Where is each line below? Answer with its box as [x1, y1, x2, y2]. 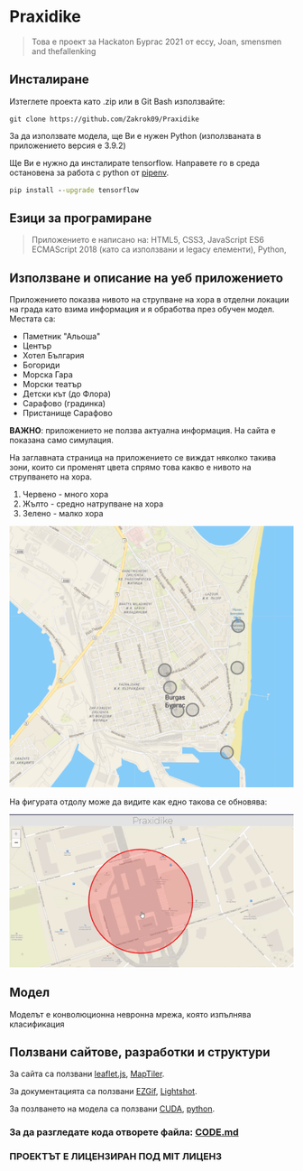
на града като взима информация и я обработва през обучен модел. [9, 304, 275, 315]
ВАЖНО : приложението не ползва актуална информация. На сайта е [9, 425, 277, 436]
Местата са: [9, 313, 56, 324]
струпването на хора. [9, 471, 93, 482]
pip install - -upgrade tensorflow [9, 185, 140, 195]
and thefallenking [31, 45, 96, 56]
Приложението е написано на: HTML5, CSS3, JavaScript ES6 [31, 235, 264, 246]
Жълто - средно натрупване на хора [22, 498, 164, 509]
